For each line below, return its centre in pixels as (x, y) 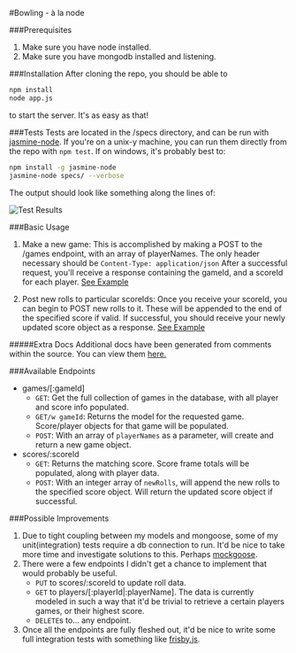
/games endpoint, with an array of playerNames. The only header (141, 253)
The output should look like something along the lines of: (113, 192)
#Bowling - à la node (47, 13)
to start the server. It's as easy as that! (79, 115)
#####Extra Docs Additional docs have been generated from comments (140, 344)
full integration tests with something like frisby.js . (111, 639)
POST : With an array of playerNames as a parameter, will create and (154, 435)
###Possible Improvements (59, 518)
